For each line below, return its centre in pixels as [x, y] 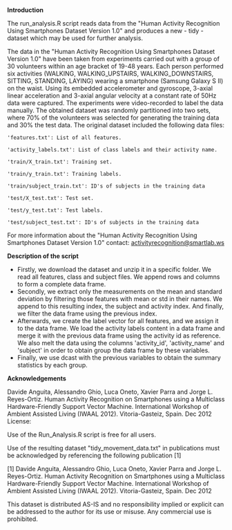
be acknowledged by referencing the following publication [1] [94, 455]
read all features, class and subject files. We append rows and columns [118, 277]
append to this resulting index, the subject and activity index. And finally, [120, 306]
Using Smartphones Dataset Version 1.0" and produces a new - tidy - [105, 31]
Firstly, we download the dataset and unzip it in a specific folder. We [114, 269]
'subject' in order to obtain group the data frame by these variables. [114, 350]
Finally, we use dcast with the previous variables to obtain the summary [119, 358]
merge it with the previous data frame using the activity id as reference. [119, 336]
